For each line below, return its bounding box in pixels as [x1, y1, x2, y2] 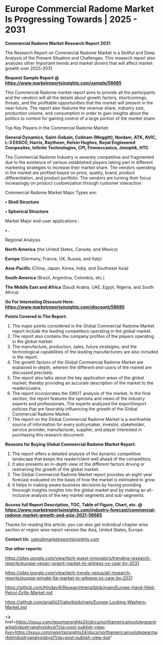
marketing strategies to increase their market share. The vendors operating [5, 165, 156, 170]
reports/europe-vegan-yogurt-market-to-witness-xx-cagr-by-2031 [5, 560, 139, 566]
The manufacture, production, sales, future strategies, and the [12, 343, 137, 350]
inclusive [12, 492, 30, 498]
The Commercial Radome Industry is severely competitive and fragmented [5, 154, 154, 160]
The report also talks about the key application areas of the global [12, 375, 145, 380]
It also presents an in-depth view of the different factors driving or [12, 461, 145, 467]
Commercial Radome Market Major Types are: [5, 189, 97, 195]
